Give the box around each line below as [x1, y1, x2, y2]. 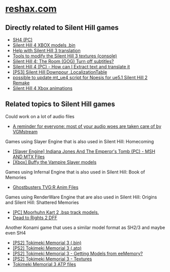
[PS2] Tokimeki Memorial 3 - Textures [12, 256, 92, 262]
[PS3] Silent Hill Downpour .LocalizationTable [12, 69, 108, 75]
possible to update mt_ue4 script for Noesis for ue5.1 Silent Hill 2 [12, 75, 148, 80]
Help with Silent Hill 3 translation [12, 48, 81, 53]
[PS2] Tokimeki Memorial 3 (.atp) [12, 245, 82, 251]
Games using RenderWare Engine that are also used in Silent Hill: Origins [5, 194, 157, 200]
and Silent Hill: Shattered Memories [5, 199, 79, 206]
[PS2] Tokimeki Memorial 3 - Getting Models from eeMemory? [12, 250, 143, 256]
